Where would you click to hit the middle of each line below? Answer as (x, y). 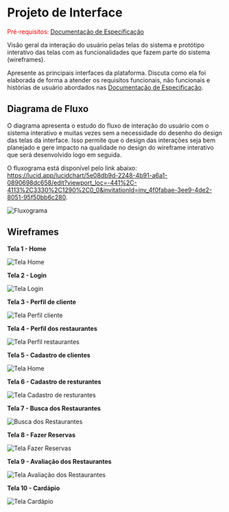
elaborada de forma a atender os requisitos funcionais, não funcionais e (109, 80)
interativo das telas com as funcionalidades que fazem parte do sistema (109, 52)
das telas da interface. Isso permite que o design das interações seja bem (111, 140)
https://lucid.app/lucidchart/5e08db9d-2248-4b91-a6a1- (87, 175)
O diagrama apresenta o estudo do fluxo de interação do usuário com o (108, 126)
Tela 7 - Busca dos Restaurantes (54, 408)
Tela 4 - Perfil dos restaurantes (52, 328)
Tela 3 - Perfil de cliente (42, 302)
